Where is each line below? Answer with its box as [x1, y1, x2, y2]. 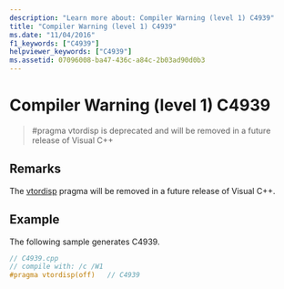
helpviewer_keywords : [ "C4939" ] [9, 47, 132, 57]
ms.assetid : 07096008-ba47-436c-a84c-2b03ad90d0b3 [9, 56, 206, 65]
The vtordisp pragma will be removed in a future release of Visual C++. [9, 185, 276, 196]
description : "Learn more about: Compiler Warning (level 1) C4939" [9, 13, 275, 23]
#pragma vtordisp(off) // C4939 [9, 271, 141, 280]
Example [9, 212, 60, 228]
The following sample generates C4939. [9, 236, 160, 247]
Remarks [9, 161, 62, 177]
